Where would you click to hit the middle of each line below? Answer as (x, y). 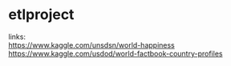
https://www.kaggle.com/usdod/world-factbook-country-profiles (115, 53)
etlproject (41, 15)
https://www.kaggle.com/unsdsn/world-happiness (91, 45)
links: (17, 37)
